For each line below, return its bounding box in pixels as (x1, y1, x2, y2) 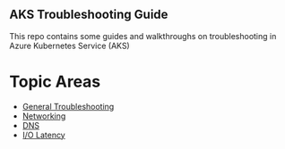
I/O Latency (22, 129, 65, 140)
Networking (22, 111, 66, 121)
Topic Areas (9, 71, 101, 92)
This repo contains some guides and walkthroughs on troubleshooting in (9, 30, 277, 41)
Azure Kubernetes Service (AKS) (9, 40, 130, 51)
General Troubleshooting (22, 101, 115, 112)
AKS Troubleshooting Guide (9, 7, 168, 22)
